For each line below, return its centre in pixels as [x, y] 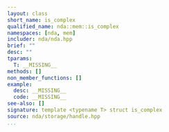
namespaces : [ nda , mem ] [42, 33]
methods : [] [24, 71]
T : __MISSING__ [35, 65]
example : [20, 84]
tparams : [20, 59]
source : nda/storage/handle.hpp [54, 116]
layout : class [28, 13]
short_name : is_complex [42, 20]
